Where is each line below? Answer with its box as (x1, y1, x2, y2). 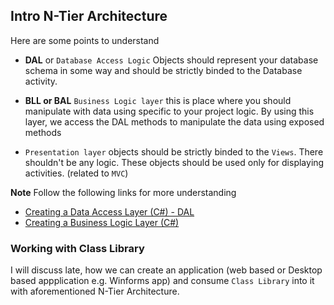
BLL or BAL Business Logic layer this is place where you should (24, 94, 292, 106)
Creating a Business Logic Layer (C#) (24, 216, 180, 228)
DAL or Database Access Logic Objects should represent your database (24, 54, 319, 66)
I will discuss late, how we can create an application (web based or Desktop (10, 264, 323, 276)
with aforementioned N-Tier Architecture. (10, 285, 180, 298)
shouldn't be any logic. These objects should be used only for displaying (24, 156, 325, 168)
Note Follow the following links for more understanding (10, 186, 237, 198)
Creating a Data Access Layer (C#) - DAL (24, 205, 195, 218)
